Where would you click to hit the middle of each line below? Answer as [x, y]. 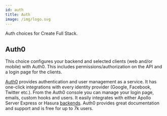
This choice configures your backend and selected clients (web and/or [79, 61]
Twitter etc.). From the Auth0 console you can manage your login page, [80, 92]
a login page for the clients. [34, 72]
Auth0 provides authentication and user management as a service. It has [81, 82]
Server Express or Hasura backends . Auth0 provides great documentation [82, 103]
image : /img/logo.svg [28, 19]
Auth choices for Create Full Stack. [41, 34]
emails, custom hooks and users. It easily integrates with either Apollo [78, 98]
